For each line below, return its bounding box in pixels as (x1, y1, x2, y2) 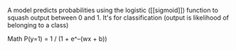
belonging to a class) (7, 21, 69, 29)
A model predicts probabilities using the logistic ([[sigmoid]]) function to (7, 6, 219, 14)
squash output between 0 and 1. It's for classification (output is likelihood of (7, 13, 230, 22)
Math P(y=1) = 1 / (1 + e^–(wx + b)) (7, 35, 108, 43)
